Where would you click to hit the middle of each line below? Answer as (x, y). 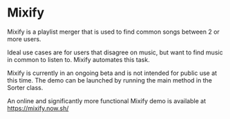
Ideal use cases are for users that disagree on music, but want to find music (115, 52)
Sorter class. (25, 87)
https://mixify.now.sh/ (38, 108)
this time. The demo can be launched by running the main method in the (110, 80)
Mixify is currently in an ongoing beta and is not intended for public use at (112, 73)
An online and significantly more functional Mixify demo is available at (106, 100)
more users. (24, 39)
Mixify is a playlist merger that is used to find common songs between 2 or (113, 32)
